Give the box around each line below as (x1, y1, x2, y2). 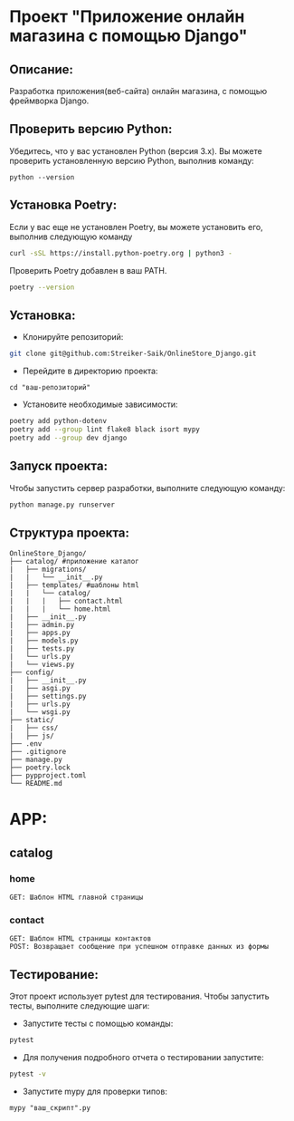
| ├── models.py (9, 636, 79, 645)
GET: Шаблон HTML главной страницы (9, 893, 144, 903)
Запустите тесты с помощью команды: (22, 1018, 174, 1029)
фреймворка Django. (9, 95, 90, 106)
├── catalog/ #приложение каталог (9, 557, 140, 566)
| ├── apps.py (9, 628, 71, 638)
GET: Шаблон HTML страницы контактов (9, 934, 152, 943)
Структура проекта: (9, 525, 129, 540)
